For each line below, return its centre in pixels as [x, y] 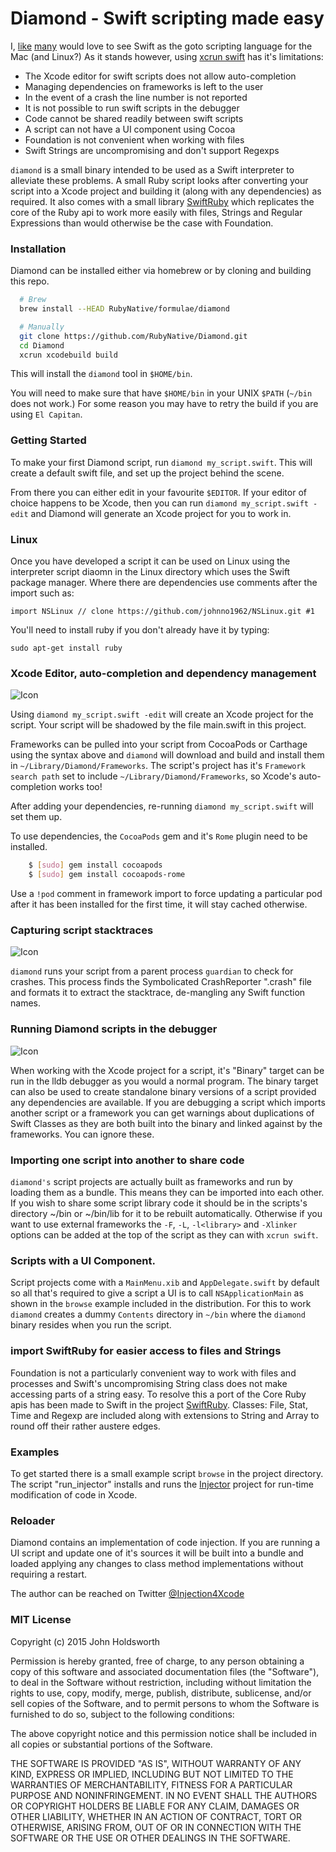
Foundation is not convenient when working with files [134, 139]
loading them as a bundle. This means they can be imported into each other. [167, 1193]
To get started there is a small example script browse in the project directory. [167, 1473]
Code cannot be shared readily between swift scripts [134, 118]
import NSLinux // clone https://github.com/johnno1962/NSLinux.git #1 [162, 612]
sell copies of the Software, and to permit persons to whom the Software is [165, 1703]
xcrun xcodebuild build [68, 355]
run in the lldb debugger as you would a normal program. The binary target [164, 1081]
